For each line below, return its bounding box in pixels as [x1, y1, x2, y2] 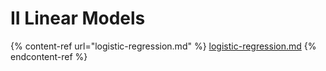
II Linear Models [10, 7, 146, 30]
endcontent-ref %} [10, 50, 88, 62]
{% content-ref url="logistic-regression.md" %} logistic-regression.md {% [10, 40, 317, 52]
